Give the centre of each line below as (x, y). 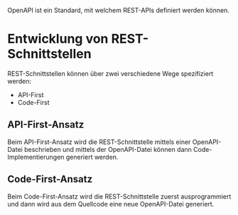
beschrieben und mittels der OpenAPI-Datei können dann (108, 149)
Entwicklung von (58, 39)
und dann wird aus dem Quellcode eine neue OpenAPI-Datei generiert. (111, 204)
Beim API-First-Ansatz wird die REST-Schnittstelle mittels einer (99, 142)
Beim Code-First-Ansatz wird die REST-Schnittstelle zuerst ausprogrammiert (119, 196)
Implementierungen (36, 157)
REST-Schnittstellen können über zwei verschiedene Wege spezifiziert (110, 73)
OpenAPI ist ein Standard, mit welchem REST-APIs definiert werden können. (118, 10)
